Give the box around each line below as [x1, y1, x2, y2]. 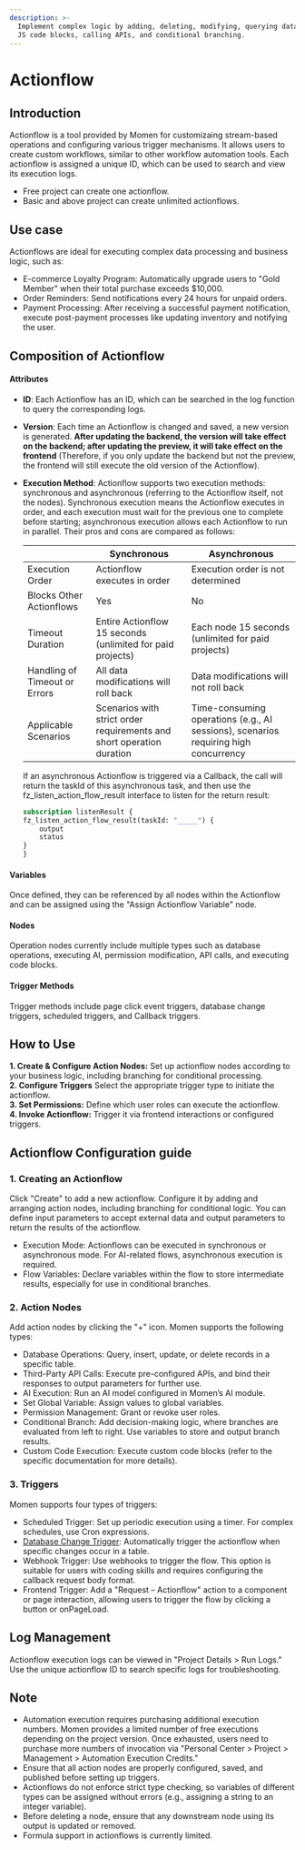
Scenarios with [95, 702, 160, 714]
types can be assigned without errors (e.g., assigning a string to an [22, 1792, 274, 1803]
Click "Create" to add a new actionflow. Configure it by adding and [9, 1193, 259, 1204]
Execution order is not [191, 562, 285, 575]
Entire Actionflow [95, 615, 170, 628]
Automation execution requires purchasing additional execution [22, 1714, 260, 1725]
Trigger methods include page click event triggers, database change [9, 1000, 266, 1011]
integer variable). [22, 1801, 87, 1812]
